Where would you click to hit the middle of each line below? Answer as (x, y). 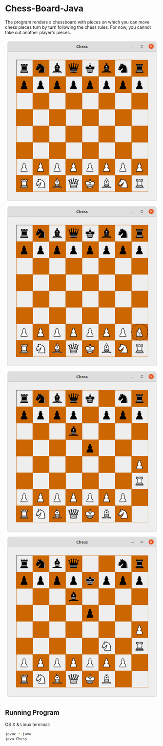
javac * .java (18, 734)
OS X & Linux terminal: (28, 724)
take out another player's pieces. (38, 32)
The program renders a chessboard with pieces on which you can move (77, 22)
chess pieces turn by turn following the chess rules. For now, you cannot (78, 27)
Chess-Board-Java (44, 9)
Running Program (32, 713)
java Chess (16, 739)
